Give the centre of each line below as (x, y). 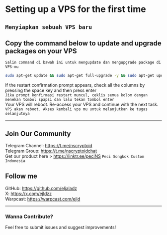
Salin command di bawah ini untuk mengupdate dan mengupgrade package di (83, 63)
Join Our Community (38, 133)
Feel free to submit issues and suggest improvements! (61, 228)
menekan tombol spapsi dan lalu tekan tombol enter (60, 100)
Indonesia (15, 161)
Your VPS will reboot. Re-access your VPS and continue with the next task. (82, 105)
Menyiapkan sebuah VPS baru (49, 27)
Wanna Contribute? (29, 217)
